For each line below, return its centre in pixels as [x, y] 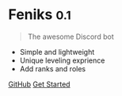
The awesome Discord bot [71, 36]
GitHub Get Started [39, 84]
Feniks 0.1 [40, 15]
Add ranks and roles [52, 68]
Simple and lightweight [57, 52]
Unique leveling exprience [62, 60]
